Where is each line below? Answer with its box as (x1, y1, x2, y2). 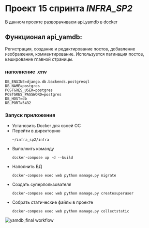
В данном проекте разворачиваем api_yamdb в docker (5, 19, 118, 25)
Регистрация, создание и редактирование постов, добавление (5, 46, 135, 51)
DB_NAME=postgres (5, 83, 40, 89)
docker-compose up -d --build (12, 155, 74, 160)
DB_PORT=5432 (5, 100, 31, 106)
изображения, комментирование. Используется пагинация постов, (5, 51, 144, 57)
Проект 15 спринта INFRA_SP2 (5, 3, 133, 14)
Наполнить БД (12, 163, 43, 170)
